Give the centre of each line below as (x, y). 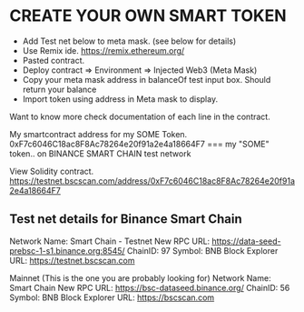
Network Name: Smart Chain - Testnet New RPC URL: (110, 241)
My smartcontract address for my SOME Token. (98, 134)
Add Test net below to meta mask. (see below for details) (129, 41)
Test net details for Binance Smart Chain (126, 219)
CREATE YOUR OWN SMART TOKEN (148, 16)
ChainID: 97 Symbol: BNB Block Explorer (202, 250)
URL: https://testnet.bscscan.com (72, 260)
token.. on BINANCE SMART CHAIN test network (100, 153)
